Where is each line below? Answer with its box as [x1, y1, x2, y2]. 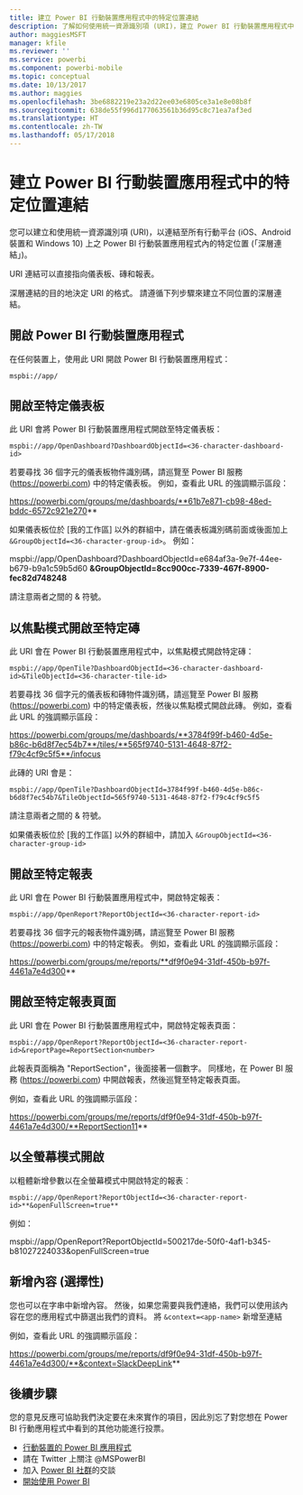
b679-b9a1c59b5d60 [9, 563, 88, 574]
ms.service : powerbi [9, 55, 87, 64]
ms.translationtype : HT [9, 114, 99, 123]
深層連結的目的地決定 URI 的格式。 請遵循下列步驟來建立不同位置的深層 [9, 287, 274, 298]
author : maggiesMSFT [9, 30, 87, 39]
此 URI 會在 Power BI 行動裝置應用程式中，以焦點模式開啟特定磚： [9, 646, 254, 657]
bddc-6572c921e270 [9, 506, 87, 516]
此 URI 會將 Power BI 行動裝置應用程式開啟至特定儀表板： [9, 423, 223, 434]
